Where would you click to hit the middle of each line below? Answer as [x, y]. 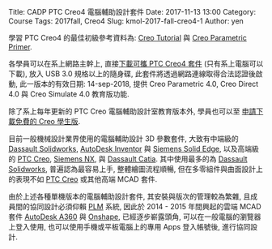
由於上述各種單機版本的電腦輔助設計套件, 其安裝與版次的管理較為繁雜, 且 [130, 196]
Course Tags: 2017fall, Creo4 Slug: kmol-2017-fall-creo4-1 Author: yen [126, 21]
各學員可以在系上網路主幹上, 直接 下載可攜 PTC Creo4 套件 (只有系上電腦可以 [136, 64]
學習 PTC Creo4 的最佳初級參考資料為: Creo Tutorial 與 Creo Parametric [127, 38]
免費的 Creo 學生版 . [48, 121]
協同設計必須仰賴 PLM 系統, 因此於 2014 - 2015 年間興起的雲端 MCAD [145, 206]
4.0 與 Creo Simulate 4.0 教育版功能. [69, 94]
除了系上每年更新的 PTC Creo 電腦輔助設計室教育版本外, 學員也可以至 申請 [132, 111]
